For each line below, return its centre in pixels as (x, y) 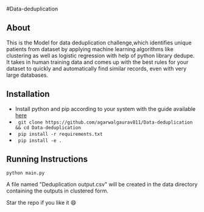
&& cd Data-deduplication (48, 127)
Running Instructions (47, 159)
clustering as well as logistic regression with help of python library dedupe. (100, 55)
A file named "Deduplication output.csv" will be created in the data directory (102, 185)
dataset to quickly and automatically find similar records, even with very (97, 68)
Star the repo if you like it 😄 (41, 203)
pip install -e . (40, 140)
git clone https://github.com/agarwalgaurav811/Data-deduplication (105, 122)
